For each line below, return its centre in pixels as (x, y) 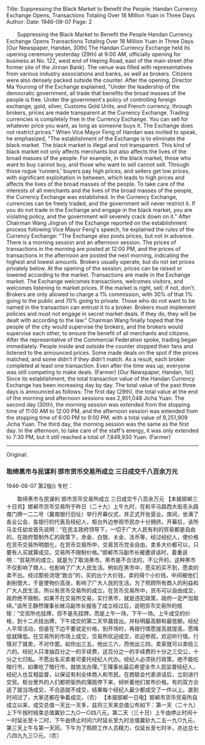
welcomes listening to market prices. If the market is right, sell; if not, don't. (101, 288)
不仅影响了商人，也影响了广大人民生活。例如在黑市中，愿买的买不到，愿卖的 (103, 568)
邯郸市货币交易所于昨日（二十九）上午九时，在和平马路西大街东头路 (113, 507)
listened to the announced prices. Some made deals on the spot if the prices (103, 353)
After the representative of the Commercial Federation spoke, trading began (102, 340)
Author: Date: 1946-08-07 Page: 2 (49, 22)
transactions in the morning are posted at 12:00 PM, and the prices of (94, 249)
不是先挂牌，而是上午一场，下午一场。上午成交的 (124, 614)
